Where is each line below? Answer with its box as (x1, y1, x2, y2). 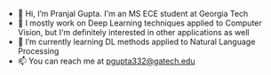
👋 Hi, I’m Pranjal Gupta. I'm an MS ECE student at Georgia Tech (17, 9, 249, 19)
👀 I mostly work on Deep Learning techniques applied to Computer (17, 18, 262, 28)
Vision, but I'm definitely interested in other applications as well (17, 27, 250, 37)
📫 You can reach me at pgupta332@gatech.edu (17, 56, 195, 66)
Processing (17, 46, 60, 56)
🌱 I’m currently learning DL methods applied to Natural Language (17, 36, 256, 47)
